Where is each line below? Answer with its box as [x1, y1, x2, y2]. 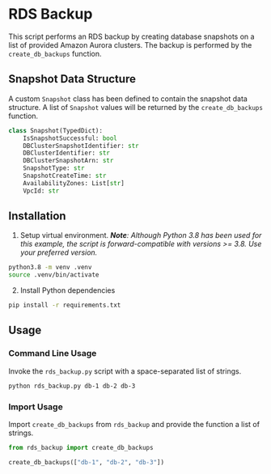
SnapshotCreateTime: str [23, 171, 107, 180]
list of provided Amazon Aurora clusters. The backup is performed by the [8, 40, 252, 49]
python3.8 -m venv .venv [8, 264, 92, 272]
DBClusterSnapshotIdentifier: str [23, 142, 139, 150]
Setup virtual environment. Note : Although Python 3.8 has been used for [19, 231, 262, 240]
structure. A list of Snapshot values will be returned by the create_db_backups [8, 102, 263, 112]
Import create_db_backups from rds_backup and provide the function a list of [8, 419, 260, 429]
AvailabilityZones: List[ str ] [23, 179, 125, 187]
